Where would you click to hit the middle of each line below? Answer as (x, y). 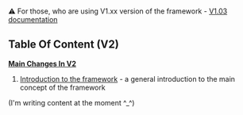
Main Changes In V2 (42, 63)
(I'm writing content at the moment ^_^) (71, 102)
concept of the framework (62, 87)
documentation (33, 19)
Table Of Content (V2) (64, 45)
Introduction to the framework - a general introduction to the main (127, 79)
